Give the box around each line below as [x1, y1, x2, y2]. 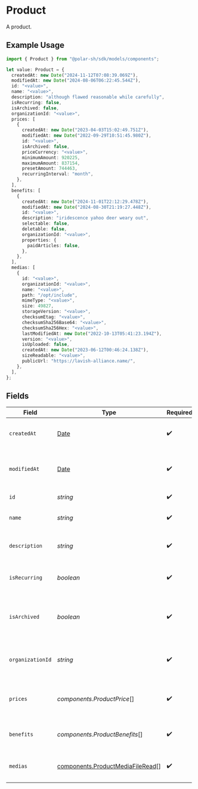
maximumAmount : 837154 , [21, 160, 81, 166]
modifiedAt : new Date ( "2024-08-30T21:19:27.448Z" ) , [21, 204, 151, 210]
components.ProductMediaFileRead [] [57, 762, 161, 771]
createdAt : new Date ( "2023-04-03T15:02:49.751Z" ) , [21, 127, 149, 133]
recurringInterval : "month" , [21, 171, 94, 177]
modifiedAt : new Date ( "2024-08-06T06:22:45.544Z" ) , [11, 77, 141, 83]
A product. [6, 23, 32, 30]
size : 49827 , [21, 303, 54, 309]
